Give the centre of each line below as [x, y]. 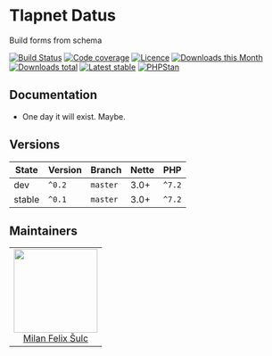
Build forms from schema [56, 40]
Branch [106, 170]
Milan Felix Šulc [56, 338]
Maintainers [44, 231]
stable [27, 199]
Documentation [54, 95]
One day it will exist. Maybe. [74, 116]
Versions [35, 145]
